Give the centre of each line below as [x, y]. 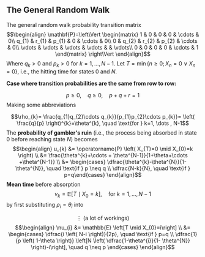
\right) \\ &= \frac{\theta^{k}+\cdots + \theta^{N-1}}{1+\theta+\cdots [103, 155]
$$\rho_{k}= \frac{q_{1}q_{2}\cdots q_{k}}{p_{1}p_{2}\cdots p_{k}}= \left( [103, 116]
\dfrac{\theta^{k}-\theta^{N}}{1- [147, 162]
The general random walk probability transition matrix [74, 24]
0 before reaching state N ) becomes [52, 139]
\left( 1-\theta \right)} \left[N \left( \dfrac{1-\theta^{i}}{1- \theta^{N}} [106, 240]
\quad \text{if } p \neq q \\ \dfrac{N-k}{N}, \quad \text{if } [118, 168]
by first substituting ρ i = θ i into [45, 206]
